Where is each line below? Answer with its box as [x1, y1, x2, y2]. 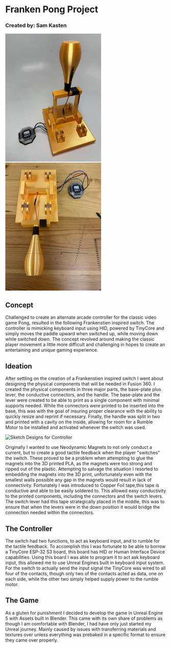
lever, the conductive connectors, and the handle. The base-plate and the [5, 392, 160, 398]
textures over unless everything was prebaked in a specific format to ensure [5, 631, 166, 638]
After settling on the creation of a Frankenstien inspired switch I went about [5, 375, 164, 382]
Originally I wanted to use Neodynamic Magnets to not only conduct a [5, 444, 152, 450]
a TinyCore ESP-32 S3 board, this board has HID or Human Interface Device [5, 549, 165, 555]
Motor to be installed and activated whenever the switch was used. [5, 424, 146, 430]
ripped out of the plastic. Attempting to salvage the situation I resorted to [5, 466, 158, 472]
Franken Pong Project [5, 4, 99, 15]
